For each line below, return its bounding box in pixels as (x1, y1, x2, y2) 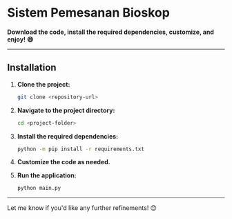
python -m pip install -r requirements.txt (17, 146, 145, 152)
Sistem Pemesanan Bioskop (7, 5, 171, 21)
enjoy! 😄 (7, 35, 34, 43)
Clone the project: (17, 80, 70, 88)
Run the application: (17, 171, 77, 179)
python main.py (17, 185, 61, 192)
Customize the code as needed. (17, 158, 110, 166)
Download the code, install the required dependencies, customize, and (7, 28, 214, 36)
